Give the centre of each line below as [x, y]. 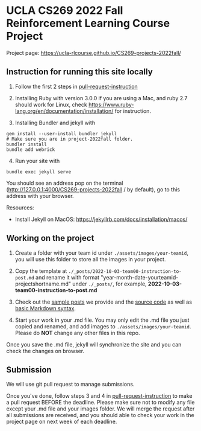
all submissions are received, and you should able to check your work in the [100, 415]
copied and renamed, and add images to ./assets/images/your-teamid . [103, 326]
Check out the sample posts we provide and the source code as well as [104, 302]
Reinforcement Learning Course [88, 23]
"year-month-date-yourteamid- [140, 277]
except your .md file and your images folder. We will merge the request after [100, 409]
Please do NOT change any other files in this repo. [77, 333]
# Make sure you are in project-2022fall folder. [70, 139]
